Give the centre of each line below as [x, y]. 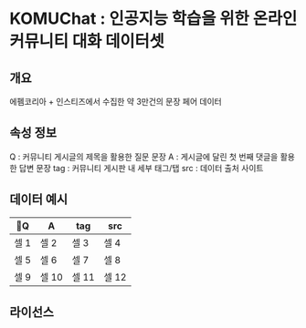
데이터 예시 [39, 200]
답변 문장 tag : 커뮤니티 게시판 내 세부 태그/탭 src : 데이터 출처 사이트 [141, 168]
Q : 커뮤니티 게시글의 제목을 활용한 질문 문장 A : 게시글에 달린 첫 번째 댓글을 [144, 157]
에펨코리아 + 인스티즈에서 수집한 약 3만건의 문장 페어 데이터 [116, 102]
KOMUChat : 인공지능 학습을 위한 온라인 [153, 19]
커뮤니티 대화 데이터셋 [87, 41]
